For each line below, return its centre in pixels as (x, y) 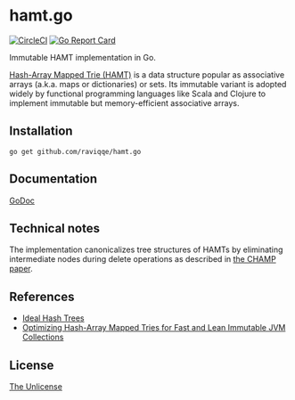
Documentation (53, 179)
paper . (21, 269)
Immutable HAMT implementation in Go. (82, 57)
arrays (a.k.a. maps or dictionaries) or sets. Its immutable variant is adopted (148, 84)
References (42, 296)
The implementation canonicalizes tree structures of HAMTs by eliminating (146, 249)
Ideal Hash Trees (53, 318)
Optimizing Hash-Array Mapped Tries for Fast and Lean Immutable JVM (154, 328)
